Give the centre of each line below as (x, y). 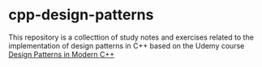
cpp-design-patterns (81, 15)
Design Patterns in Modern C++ (62, 54)
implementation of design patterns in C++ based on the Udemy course (127, 45)
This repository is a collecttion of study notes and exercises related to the (131, 37)
